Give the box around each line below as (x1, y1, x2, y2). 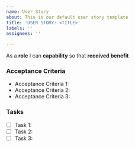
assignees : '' (6, 31, 41, 37)
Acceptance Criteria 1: (14, 81, 69, 88)
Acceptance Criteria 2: (14, 87, 70, 94)
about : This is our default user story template (6, 14, 128, 20)
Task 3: (14, 135, 33, 142)
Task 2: (14, 128, 33, 135)
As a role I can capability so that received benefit (6, 52, 129, 59)
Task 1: (14, 121, 32, 128)
